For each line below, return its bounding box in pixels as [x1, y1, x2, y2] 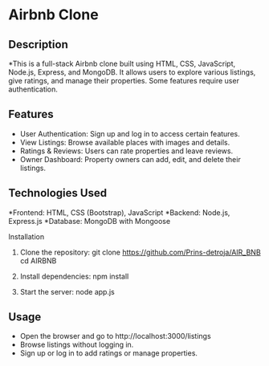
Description [8, 38, 68, 51]
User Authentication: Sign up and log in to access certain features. [19, 128, 240, 138]
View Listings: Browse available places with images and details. [19, 137, 230, 147]
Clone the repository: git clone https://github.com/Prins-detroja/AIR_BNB [19, 247, 261, 257]
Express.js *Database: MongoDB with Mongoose [8, 216, 171, 226]
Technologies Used [8, 186, 107, 200]
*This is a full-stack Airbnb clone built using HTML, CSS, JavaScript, [8, 59, 236, 68]
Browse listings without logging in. [19, 340, 134, 350]
